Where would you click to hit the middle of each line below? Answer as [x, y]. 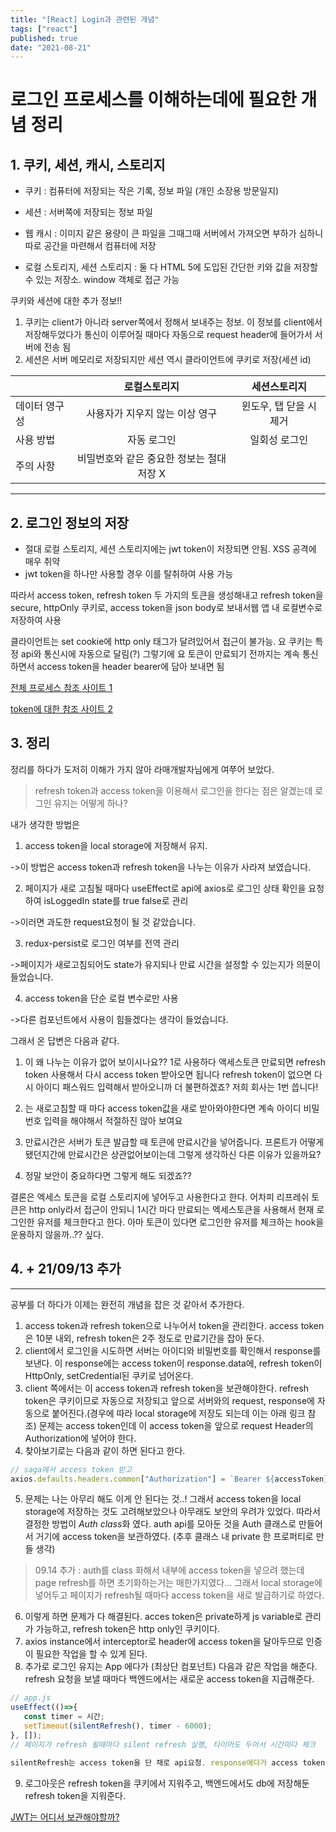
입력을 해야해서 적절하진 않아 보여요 [113, 1120]
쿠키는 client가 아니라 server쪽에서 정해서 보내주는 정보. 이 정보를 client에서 [173, 322]
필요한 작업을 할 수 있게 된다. [91, 1654]
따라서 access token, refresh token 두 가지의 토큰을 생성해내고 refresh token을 [167, 595]
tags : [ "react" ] [44, 29]
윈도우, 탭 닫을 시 [279, 406]
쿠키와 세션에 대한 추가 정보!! [66, 301]
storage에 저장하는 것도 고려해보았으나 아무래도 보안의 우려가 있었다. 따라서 [172, 1512]
